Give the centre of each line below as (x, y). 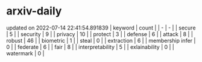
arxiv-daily (34, 11)
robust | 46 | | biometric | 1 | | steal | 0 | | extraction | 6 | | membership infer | (101, 40)
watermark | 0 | (25, 53)
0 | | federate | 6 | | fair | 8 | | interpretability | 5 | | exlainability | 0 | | (90, 47)
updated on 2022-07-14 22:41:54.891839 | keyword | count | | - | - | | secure (101, 28)
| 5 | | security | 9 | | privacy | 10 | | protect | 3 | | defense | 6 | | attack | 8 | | (99, 34)
